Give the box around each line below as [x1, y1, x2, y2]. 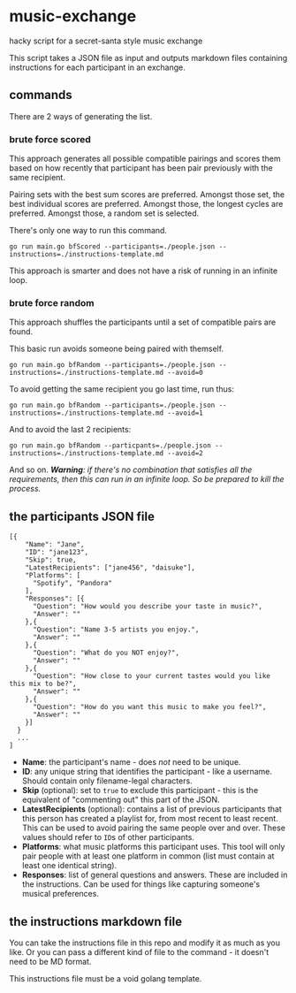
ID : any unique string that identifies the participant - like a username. [21, 767, 272, 777]
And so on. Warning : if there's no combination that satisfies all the [9, 464, 253, 475]
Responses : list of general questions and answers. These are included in [21, 869, 288, 881]
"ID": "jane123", [25, 548, 89, 557]
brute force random [9, 296, 95, 309]
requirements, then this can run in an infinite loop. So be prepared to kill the [9, 474, 285, 485]
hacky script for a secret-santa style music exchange [9, 35, 203, 46]
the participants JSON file [9, 508, 155, 523]
